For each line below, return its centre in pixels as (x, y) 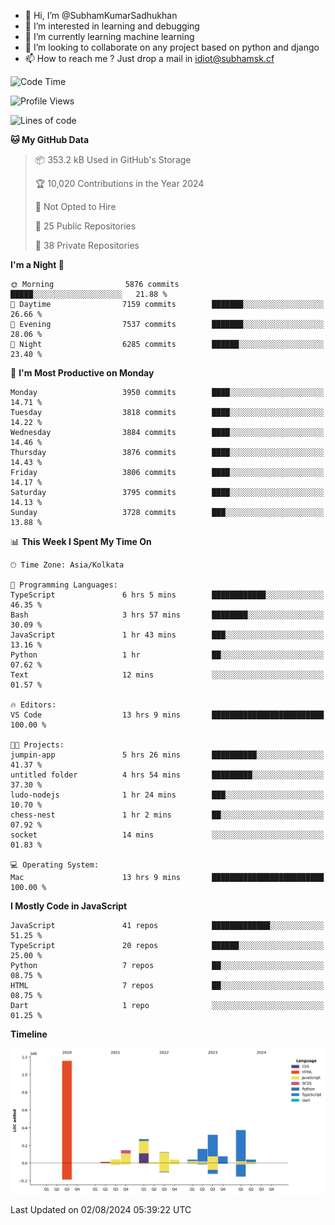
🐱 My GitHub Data (50, 139)
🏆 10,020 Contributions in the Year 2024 (119, 183)
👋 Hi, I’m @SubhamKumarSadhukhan (101, 15)
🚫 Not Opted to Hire (75, 206)
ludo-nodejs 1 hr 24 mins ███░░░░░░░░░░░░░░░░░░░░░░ (167, 795)
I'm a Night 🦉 (37, 264)
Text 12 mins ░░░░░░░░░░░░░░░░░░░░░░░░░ (167, 675)
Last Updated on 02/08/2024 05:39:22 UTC (101, 1209)
